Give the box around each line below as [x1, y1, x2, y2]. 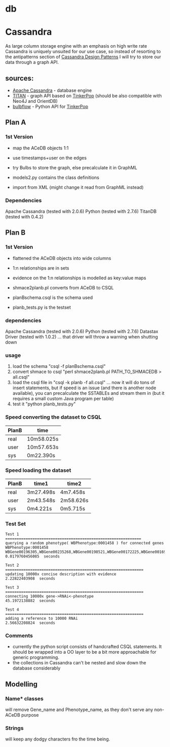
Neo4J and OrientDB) [12, 98, 58, 104]
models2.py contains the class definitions [12, 174, 100, 180]
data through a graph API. [5, 59, 59, 65]
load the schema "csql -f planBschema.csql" [12, 363, 106, 369]
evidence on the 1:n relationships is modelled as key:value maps [12, 275, 147, 281]
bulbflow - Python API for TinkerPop [12, 103, 89, 109]
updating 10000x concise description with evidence [5, 572, 116, 577]
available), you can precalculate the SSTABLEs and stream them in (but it [12, 390, 164, 396]
